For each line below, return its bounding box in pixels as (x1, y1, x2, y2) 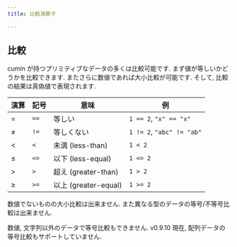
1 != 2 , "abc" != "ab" (129, 127, 202, 137)
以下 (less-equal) (53, 154, 112, 164)
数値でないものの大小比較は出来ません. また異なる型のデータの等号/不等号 (7, 200, 224, 208)
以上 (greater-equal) (53, 181, 122, 191)
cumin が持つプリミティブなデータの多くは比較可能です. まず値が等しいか (7, 64, 223, 73)
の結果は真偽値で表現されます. (7, 82, 97, 90)
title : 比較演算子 (7, 10, 57, 18)
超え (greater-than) (53, 167, 119, 177)
